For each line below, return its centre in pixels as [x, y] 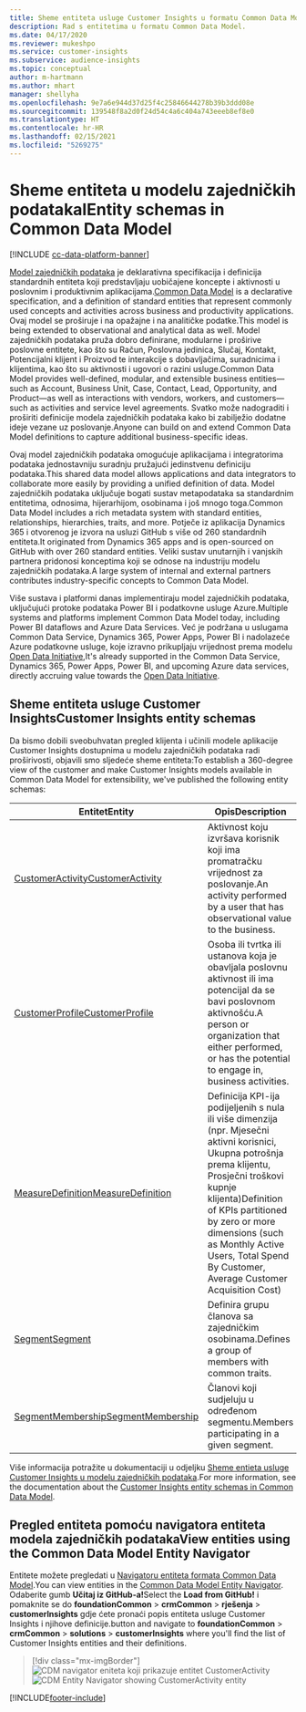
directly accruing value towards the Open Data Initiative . [115, 675]
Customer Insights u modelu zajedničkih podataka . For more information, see [153, 1477]
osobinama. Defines [249, 1339]
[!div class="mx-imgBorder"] [86, 1661]
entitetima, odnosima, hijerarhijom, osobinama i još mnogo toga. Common [147, 503]
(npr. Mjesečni [238, 1130]
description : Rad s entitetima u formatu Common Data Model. [128, 26]
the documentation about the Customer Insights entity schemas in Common [152, 1487]
